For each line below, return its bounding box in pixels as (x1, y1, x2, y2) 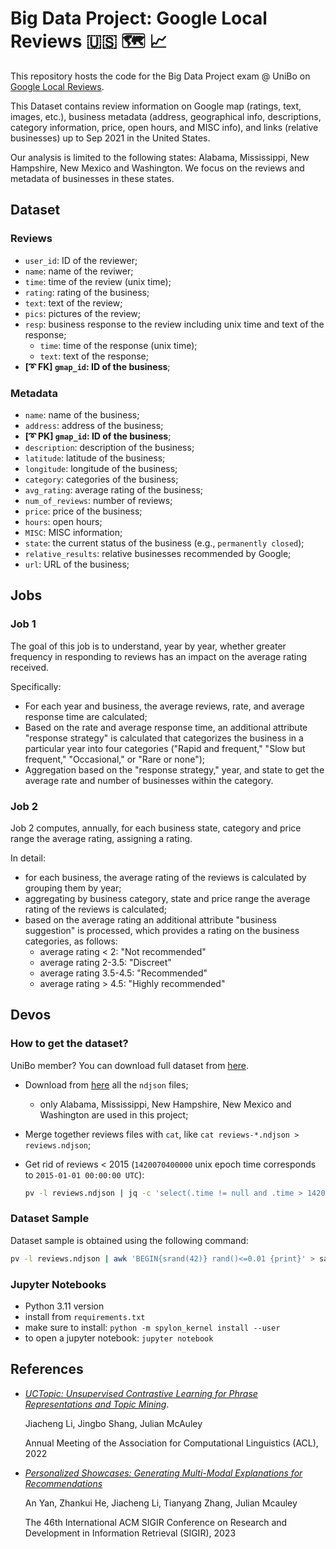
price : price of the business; (24, 505, 143, 517)
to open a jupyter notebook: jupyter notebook (24, 1332, 214, 1344)
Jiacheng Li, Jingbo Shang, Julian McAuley (24, 1417, 203, 1429)
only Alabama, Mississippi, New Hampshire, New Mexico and (39, 1098, 292, 1110)
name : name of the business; (24, 408, 140, 421)
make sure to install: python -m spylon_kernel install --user (24, 1321, 281, 1333)
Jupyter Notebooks (10, 1277, 107, 1291)
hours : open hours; (24, 515, 103, 527)
